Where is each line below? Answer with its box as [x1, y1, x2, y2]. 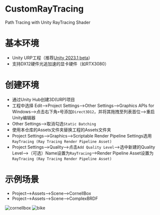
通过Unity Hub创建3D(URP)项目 [12, 96, 75, 102]
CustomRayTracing [5, 3, 84, 15]
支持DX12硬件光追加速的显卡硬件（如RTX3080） [12, 61, 109, 66]
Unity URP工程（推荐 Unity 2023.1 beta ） [12, 55, 93, 61]
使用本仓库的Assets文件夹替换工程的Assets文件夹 [12, 127, 111, 133]
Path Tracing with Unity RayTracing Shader [5, 19, 91, 25]
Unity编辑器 [12, 115, 36, 121]
